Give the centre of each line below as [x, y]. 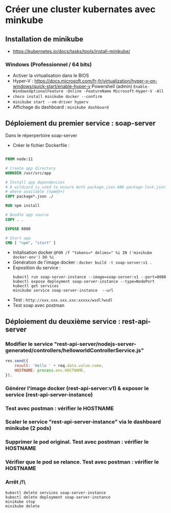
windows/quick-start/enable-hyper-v [52, 86]
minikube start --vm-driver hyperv [51, 102]
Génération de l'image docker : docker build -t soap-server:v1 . [82, 262]
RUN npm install [22, 206]
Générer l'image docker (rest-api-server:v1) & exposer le [77, 388]
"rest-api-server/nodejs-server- [95, 344]
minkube [24, 20]
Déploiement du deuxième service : [63, 322]
